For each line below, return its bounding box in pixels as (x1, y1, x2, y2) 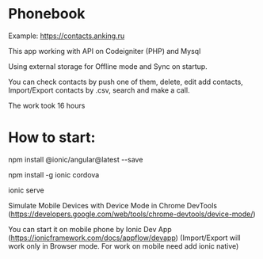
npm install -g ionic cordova (8, 169, 100, 179)
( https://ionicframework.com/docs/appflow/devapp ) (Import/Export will (8, 233, 241, 242)
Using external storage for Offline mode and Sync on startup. (8, 61, 208, 71)
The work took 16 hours (8, 101, 86, 110)
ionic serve (8, 185, 45, 195)
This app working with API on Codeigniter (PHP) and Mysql (8, 46, 201, 55)
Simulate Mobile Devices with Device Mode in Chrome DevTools (8, 200, 218, 210)
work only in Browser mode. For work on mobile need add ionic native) (8, 241, 239, 250)
